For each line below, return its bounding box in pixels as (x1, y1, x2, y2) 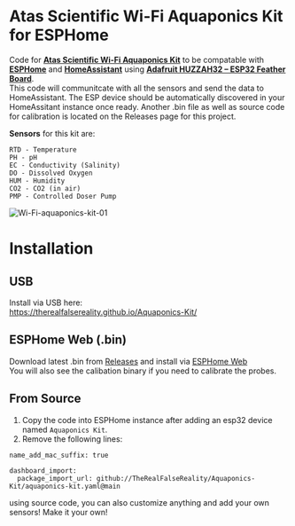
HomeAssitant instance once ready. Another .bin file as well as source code (9, 101, 285, 112)
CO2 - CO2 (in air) (9, 184, 82, 192)
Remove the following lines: (21, 433, 123, 444)
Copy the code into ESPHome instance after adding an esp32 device (21, 414, 273, 425)
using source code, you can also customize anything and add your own (9, 497, 270, 507)
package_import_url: (17, 474, 93, 483)
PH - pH (9, 153, 38, 161)
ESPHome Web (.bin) (9, 333, 127, 348)
